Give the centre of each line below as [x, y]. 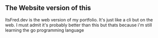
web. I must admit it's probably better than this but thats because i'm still [79, 25]
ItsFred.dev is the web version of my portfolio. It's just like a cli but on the [79, 19]
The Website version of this [48, 8]
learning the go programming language [45, 30]
